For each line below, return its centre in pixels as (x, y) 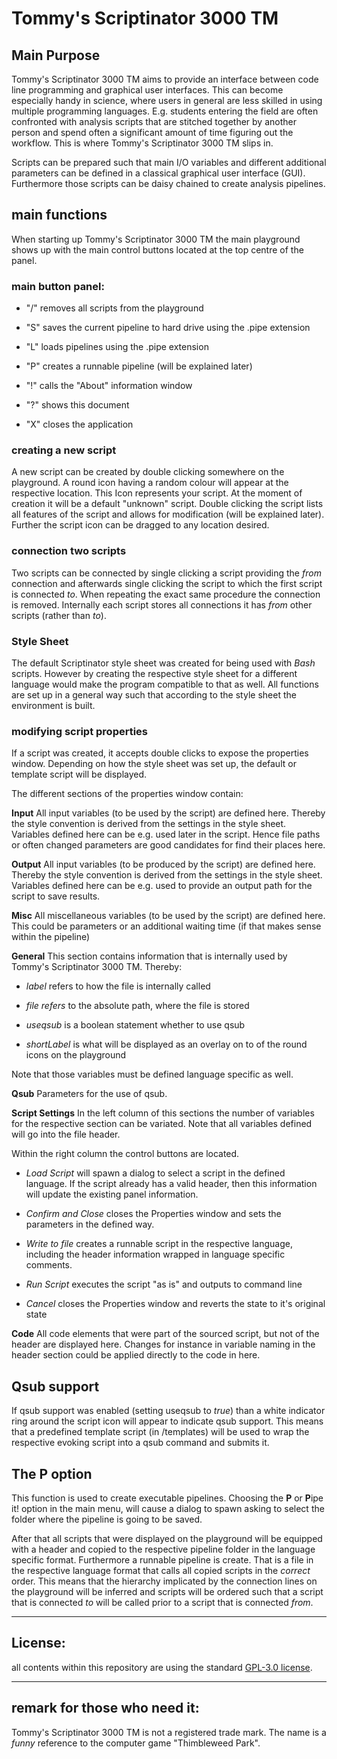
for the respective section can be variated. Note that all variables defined (162, 1124)
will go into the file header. (66, 1134)
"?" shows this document (77, 405)
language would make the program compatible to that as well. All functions (165, 684)
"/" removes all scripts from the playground (114, 308)
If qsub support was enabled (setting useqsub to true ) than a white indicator (168, 1411)
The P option (52, 1473)
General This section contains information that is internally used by (149, 956)
